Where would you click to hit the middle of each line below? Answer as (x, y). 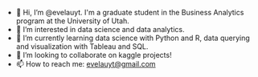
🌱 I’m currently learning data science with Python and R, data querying (133, 38)
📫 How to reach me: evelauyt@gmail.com (86, 64)
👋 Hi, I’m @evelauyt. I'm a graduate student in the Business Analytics (130, 12)
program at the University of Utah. (73, 21)
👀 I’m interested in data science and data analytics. (100, 29)
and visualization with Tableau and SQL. (82, 47)
